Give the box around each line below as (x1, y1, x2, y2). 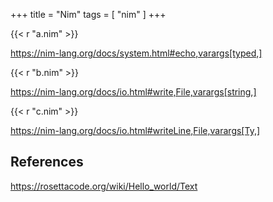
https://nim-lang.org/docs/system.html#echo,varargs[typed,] (10, 47, 263, 59)
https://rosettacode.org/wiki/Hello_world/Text (10, 180, 198, 192)
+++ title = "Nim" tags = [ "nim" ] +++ (10, 9, 167, 20)
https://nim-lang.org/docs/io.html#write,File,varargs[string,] (10, 86, 257, 98)
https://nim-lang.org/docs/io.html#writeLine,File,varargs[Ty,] (10, 125, 261, 136)
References (10, 154, 84, 171)
